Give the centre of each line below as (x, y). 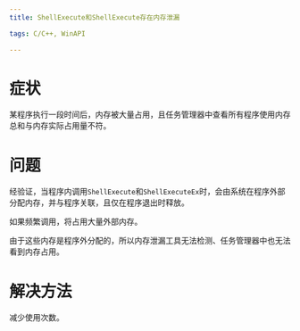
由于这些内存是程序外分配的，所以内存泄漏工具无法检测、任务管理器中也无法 (150, 241)
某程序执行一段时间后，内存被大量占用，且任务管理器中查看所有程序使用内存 (150, 115)
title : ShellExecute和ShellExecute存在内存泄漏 (95, 17)
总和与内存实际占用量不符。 (60, 126)
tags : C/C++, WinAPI (48, 33)
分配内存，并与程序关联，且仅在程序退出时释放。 (99, 203)
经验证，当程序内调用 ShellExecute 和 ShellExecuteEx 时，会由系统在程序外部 (147, 192)
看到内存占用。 (37, 252)
